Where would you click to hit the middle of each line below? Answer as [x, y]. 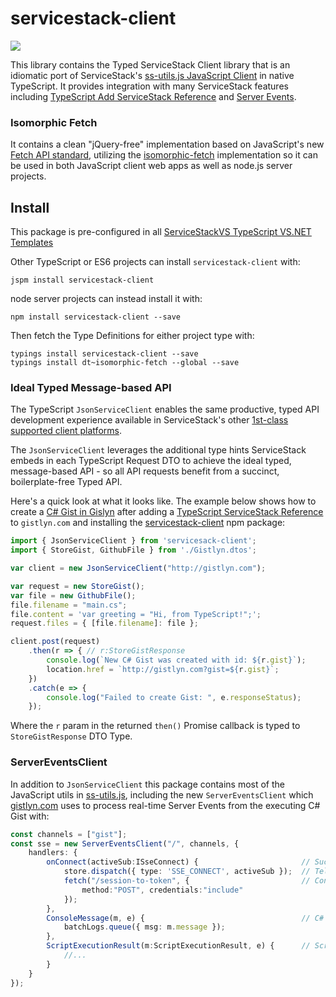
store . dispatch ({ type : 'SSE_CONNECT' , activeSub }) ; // [187, 872]
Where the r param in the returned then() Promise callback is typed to [155, 726]
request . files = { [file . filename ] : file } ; [104, 623]
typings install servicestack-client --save [104, 354]
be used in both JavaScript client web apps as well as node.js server [151, 166]
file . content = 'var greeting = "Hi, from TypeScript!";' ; [136, 614]
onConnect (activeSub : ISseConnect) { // [178, 862]
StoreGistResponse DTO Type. [71, 736]
